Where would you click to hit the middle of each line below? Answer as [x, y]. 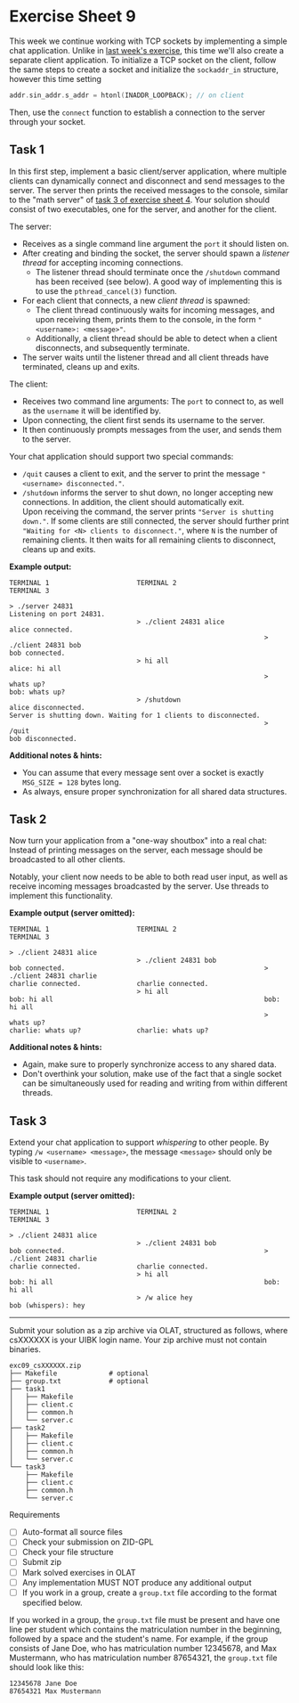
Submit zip [42, 1562]
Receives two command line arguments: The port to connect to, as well [153, 401]
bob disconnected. [43, 738]
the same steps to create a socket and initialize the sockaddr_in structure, [144, 69]
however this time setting [56, 78]
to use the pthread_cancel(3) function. [106, 290]
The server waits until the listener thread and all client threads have [145, 357]
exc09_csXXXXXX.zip [45, 1366]
